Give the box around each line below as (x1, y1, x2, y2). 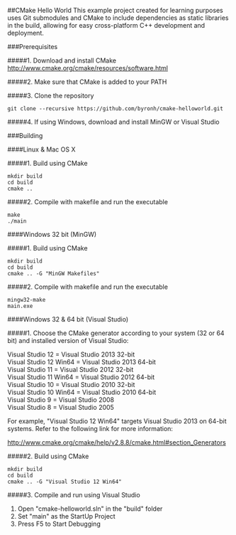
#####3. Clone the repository (7, 92, 94, 100)
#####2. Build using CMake (7, 452, 89, 460)
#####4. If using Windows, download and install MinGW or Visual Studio (7, 117, 220, 126)
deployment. (7, 28, 44, 37)
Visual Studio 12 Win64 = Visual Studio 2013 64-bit (7, 358, 156, 366)
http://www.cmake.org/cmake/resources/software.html (7, 64, 169, 72)
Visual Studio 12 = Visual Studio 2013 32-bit (7, 350, 135, 359)
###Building (7, 132, 43, 139)
